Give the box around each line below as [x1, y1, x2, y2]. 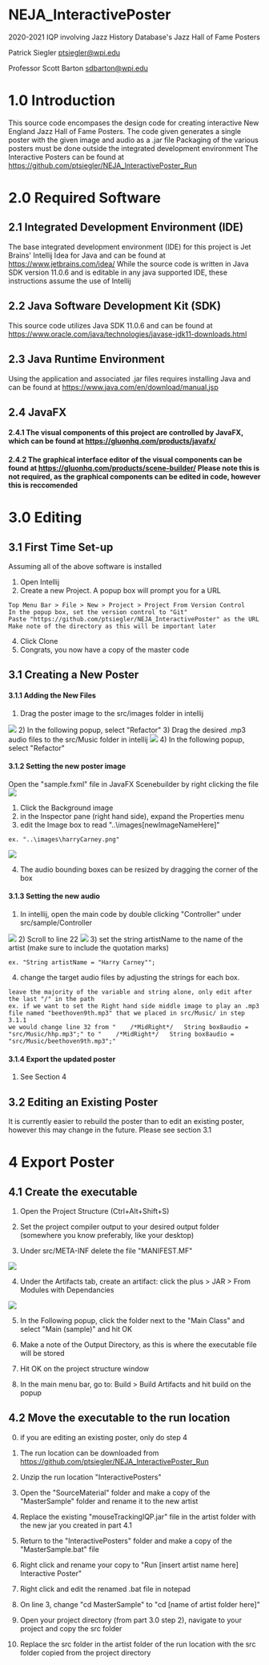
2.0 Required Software [8, 189, 162, 207]
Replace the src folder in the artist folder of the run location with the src [19, 1639, 256, 1649]
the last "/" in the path [8, 995, 94, 1003]
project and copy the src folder [19, 1623, 122, 1633]
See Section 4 [19, 1072, 66, 1081]
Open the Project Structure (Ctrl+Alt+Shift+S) [19, 1207, 170, 1216]
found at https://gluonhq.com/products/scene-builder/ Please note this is [8, 463, 260, 473]
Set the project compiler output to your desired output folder [19, 1222, 220, 1231]
